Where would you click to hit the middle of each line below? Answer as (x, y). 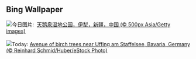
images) (16, 31)
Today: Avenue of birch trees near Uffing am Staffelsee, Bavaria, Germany (101, 44)
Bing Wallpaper (35, 10)
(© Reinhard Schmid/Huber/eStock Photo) (57, 50)
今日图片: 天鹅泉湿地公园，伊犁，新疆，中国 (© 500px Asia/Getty (91, 24)
